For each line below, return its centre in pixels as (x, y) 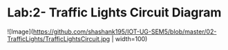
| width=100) (130, 38)
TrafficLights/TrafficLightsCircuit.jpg (59, 38)
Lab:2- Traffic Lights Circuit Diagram (114, 13)
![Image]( (20, 32)
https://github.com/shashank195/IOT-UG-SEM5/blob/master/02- (125, 32)
